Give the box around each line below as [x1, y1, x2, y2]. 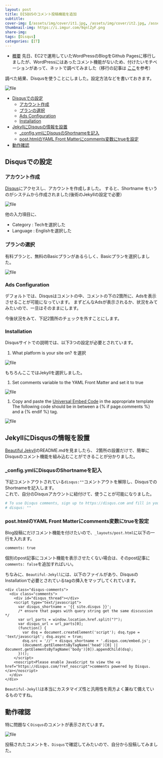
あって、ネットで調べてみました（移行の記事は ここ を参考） [33, 65, 153, 71]
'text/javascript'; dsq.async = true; [5, 634, 83, 639]
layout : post [5, 7, 32, 12]
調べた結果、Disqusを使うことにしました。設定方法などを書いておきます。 [5, 75, 154, 81]
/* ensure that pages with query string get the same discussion [17, 609, 153, 614]
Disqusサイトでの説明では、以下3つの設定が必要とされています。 [5, 340, 136, 346]
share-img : [5, 30, 27, 35]
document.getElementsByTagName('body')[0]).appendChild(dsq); [5, 647, 133, 652]
